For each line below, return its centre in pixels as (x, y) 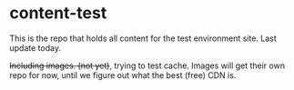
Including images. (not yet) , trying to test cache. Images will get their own (147, 65)
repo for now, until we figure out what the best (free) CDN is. (123, 75)
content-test (58, 13)
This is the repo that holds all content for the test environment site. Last (143, 38)
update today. (35, 47)
